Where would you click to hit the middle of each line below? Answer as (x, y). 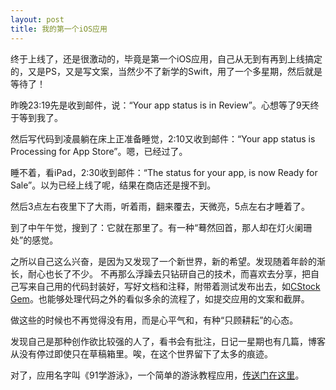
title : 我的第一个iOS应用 (59, 29)
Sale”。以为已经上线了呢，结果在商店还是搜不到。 (113, 185)
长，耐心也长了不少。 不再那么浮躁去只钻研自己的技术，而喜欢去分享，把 (160, 273)
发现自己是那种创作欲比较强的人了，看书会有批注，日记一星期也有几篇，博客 (168, 341)
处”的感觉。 (34, 240)
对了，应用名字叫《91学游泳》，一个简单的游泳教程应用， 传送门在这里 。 (157, 375)
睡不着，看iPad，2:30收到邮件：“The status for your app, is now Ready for (164, 172)
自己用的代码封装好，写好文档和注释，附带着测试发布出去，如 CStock (178, 286)
